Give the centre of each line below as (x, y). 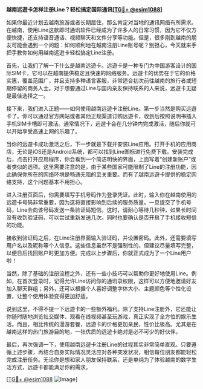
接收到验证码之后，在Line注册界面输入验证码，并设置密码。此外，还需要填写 (101, 238)
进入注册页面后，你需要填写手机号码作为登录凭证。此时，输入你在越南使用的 (101, 195)
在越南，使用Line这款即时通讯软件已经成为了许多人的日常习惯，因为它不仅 (99, 30)
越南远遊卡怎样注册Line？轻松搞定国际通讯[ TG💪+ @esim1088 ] (84, 9)
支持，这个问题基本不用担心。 (48, 182)
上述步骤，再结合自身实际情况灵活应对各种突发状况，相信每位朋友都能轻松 (104, 352)
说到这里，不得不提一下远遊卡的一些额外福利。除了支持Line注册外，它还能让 (101, 309)
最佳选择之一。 (30, 96)
